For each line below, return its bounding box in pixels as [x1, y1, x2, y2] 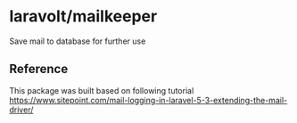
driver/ [9, 104, 34, 115]
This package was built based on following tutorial [9, 85, 194, 95]
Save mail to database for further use [9, 36, 146, 46]
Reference [9, 61, 69, 77]
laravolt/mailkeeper [9, 6, 158, 27]
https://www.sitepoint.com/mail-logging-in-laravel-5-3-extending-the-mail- [9, 94, 288, 105]
